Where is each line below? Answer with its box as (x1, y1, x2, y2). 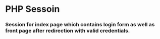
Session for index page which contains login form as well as (5, 21, 155, 28)
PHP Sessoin (5, 3, 60, 15)
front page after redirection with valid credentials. (5, 27, 130, 34)
